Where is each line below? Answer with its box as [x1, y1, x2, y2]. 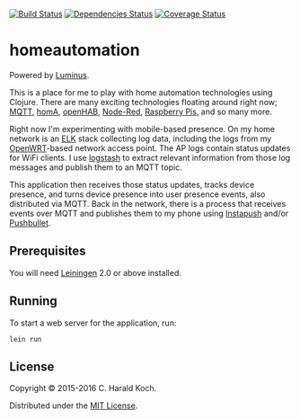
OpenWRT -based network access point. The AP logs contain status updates [9, 142, 291, 153]
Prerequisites [9, 244, 86, 259]
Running [9, 293, 58, 309]
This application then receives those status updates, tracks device [9, 179, 255, 190]
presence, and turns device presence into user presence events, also [9, 189, 266, 200]
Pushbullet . [9, 217, 51, 228]
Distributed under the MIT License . [9, 400, 138, 411]
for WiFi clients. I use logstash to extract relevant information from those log [9, 152, 291, 163]
